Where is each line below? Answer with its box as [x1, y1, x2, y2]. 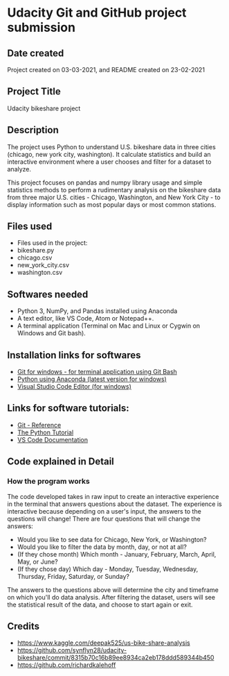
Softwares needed [7, 288, 89, 300]
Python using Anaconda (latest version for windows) [17, 375, 167, 383]
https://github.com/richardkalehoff [17, 661, 116, 669]
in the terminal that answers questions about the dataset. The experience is [7, 500, 223, 508]
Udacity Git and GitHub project [7, 5, 187, 21]
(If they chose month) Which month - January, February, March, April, [17, 550, 217, 558]
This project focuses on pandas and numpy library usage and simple [7, 178, 203, 187]
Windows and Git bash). [17, 329, 86, 337]
